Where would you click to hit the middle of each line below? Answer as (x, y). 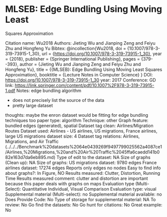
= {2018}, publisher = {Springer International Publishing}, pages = (73, 59)
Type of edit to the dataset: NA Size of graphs (103, 157)
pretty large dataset (33, 105)
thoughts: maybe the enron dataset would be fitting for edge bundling (77, 115)
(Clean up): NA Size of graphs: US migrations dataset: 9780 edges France (81, 162)
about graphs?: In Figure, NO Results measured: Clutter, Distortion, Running (83, 173)
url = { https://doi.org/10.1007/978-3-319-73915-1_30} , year (102, 54)
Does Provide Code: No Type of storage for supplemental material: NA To (81, 199)
